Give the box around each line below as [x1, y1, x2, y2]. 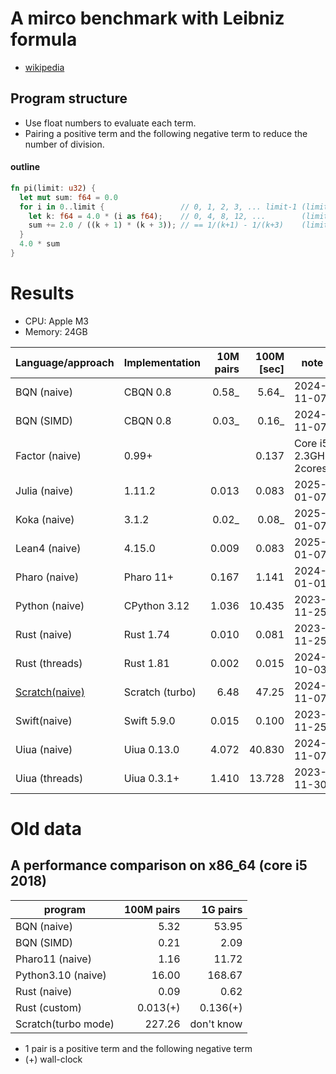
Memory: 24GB [24, 325, 88, 337]
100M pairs [123, 902, 181, 916]
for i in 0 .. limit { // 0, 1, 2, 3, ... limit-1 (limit [19, 202, 329, 212]
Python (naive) [15, 598, 85, 612]
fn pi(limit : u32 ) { [10, 183, 97, 193]
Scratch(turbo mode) [15, 1017, 115, 1031]
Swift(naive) [15, 713, 73, 727]
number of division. [24, 138, 105, 150]
